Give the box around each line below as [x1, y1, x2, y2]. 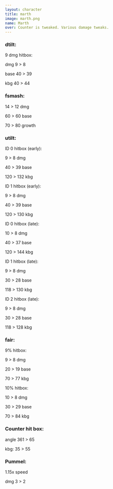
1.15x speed [5, 469, 28, 475]
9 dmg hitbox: [5, 52, 33, 58]
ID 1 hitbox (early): [5, 183, 41, 189]
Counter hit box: [5, 425, 44, 432]
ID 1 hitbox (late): [5, 258, 39, 265]
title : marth [5, 12, 31, 17]
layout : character [5, 7, 42, 12]
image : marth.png [5, 16, 40, 21]
